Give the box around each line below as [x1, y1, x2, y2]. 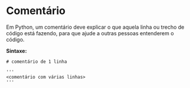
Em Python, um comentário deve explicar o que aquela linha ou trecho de [6, 23, 185, 31]
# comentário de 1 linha [6, 59, 67, 65]
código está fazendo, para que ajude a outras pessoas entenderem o [6, 29, 174, 36]
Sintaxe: [6, 47, 27, 54]
